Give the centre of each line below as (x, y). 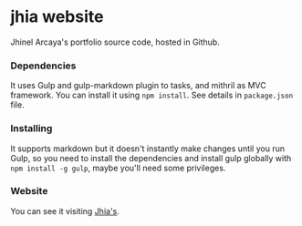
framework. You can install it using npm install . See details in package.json (152, 95)
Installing (31, 128)
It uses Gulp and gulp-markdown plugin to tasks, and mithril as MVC (139, 86)
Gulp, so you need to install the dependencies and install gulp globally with (151, 158)
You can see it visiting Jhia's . (65, 211)
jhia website (57, 17)
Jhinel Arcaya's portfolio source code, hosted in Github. (115, 42)
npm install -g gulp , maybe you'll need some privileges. (118, 168)
